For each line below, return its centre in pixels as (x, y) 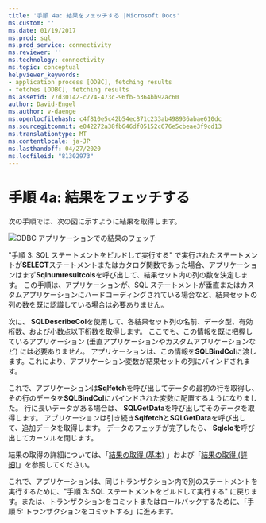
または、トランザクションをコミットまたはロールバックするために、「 (134, 502)
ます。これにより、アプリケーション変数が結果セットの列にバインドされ (126, 362)
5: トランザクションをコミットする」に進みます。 (97, 511)
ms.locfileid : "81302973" (51, 156)
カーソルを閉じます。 (64, 438)
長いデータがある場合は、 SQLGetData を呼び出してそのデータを (143, 408)
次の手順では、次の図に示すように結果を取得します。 (95, 221)
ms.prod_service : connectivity (60, 45)
